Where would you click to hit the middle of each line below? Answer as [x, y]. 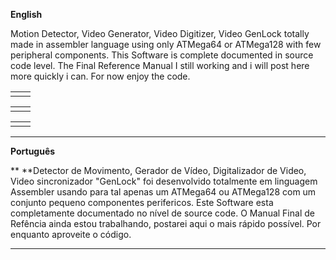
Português [33, 151]
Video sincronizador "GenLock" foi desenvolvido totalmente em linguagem [164, 181]
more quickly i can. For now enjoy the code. [100, 76]
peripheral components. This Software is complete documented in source [162, 55]
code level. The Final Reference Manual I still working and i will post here [160, 65]
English [26, 14]
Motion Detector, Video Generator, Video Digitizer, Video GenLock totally [160, 33]
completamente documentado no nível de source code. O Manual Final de [162, 213]
